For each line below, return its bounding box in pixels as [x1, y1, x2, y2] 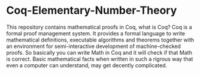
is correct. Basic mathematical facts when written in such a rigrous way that [6, 55, 193, 62]
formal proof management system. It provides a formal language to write [6, 29, 186, 37]
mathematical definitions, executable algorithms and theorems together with [6, 36, 195, 43]
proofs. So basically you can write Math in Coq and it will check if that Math [6, 49, 193, 56]
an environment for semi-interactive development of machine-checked [6, 43, 181, 50]
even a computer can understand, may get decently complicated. [6, 61, 168, 69]
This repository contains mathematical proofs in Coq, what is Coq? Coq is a [6, 23, 193, 31]
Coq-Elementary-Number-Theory [6, 4, 177, 17]
